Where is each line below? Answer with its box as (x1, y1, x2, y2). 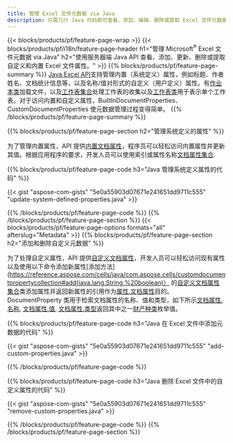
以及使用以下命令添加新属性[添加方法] (7, 262, 116, 271)
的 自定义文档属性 (171, 278, 221, 287)
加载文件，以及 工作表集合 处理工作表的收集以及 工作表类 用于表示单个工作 (19, 87, 226, 96)
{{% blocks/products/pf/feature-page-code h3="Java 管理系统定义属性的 (7, 165, 217, 174)
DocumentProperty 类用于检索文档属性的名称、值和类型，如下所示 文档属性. (7, 296, 223, 304)
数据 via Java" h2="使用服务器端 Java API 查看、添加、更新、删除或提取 (19, 53, 225, 61)
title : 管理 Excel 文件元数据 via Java (7, 10, 115, 17)
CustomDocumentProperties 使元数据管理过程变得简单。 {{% (7, 105, 182, 113)
